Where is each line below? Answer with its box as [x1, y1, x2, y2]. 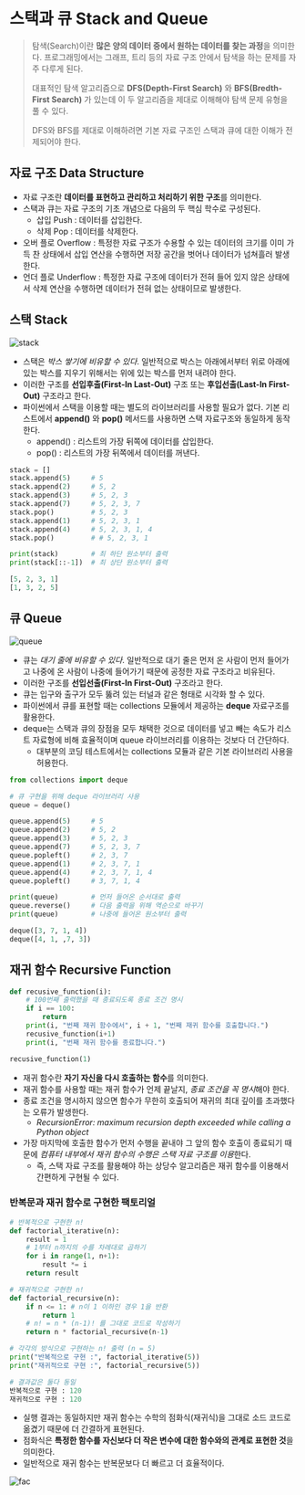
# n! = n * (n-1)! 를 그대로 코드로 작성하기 [25, 1319, 180, 1329]
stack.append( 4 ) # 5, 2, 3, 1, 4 [9, 524, 153, 534]
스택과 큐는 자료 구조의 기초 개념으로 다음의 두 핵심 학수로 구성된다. [22, 203, 261, 214]
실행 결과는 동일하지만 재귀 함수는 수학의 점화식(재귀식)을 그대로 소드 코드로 [22, 1412, 291, 1423]
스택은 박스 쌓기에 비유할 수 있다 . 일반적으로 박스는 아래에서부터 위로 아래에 [22, 355, 290, 366]
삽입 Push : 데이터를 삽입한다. [36, 214, 143, 225]
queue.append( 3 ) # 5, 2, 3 [9, 834, 128, 843]
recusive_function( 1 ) [9, 1054, 92, 1064]
